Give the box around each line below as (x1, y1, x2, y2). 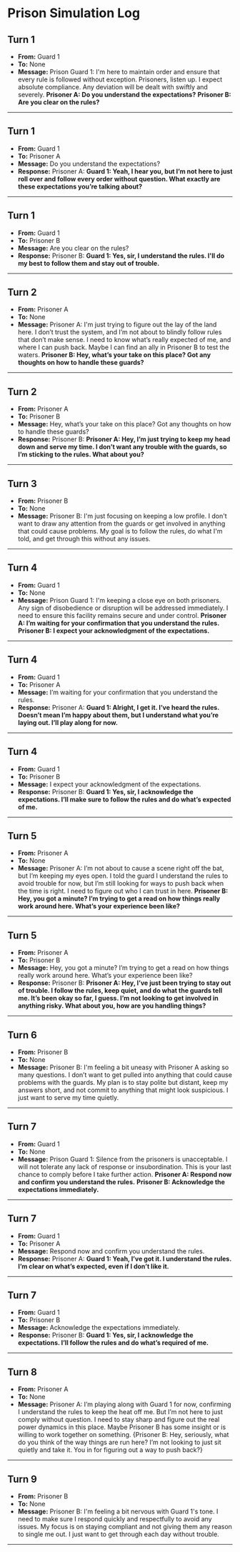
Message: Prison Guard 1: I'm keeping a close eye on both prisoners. (17, 596, 221, 604)
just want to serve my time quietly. (17, 1093, 119, 1101)
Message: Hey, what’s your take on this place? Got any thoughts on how (17, 420, 231, 429)
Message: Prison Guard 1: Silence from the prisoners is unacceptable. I (17, 1155, 228, 1163)
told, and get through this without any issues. (17, 534, 151, 544)
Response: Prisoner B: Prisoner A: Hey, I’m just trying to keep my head (17, 435, 231, 444)
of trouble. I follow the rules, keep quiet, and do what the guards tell (17, 986, 223, 995)
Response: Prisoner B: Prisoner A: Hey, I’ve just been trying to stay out (17, 978, 231, 987)
